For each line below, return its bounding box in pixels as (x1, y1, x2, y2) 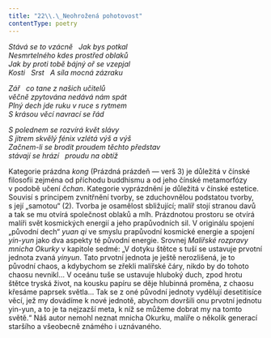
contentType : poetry (8, 19, 78, 28)
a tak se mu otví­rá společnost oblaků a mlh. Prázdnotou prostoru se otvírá (8, 209, 255, 219)
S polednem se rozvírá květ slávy (8, 125, 120, 135)
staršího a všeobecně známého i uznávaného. (8, 321, 162, 331)
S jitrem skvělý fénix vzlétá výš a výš (8, 133, 132, 143)
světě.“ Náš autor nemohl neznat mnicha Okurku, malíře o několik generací (8, 313, 257, 323)
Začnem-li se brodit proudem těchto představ (8, 142, 161, 152)
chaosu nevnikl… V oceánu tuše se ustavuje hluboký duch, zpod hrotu (8, 269, 243, 280)
